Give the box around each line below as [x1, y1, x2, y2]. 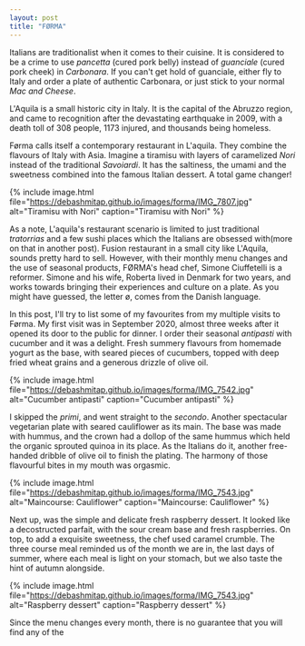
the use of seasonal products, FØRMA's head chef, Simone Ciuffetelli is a [9, 262, 283, 273]
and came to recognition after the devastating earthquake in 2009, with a [9, 113, 283, 124]
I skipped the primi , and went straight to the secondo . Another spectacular [9, 411, 288, 422]
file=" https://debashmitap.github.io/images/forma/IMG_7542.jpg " [9, 383, 254, 395]
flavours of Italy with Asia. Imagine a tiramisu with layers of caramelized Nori [9, 149, 296, 160]
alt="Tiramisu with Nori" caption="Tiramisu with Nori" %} [9, 205, 224, 216]
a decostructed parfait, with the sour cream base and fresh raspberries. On [9, 523, 290, 534]
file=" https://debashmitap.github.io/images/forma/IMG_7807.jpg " [9, 196, 252, 207]
